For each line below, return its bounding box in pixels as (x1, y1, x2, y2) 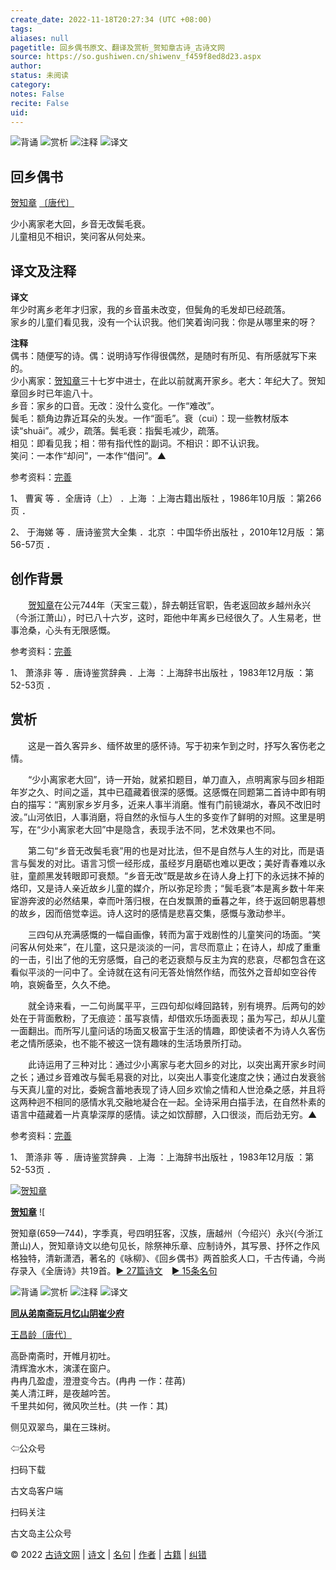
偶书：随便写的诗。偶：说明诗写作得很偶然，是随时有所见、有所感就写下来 (10, 350, 317, 361)
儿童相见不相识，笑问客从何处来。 (10, 231, 151, 243)
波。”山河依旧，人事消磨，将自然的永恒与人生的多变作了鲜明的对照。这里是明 (10, 811, 326, 823)
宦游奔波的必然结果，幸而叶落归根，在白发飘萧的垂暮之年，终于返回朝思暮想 (10, 894, 326, 906)
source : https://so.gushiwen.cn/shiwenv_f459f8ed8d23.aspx (10, 52, 262, 62)
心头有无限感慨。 (44, 624, 116, 636)
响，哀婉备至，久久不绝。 (10, 978, 116, 990)
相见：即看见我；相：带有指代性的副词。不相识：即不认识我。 (10, 437, 265, 449)
